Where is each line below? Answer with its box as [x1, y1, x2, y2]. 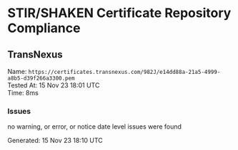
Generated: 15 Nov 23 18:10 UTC [7, 136, 103, 145]
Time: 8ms [7, 89, 39, 97]
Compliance [7, 20, 81, 36]
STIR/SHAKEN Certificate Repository [7, 5, 232, 21]
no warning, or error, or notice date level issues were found [7, 122, 182, 131]
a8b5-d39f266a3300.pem [7, 75, 75, 82]
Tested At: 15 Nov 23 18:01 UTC [7, 81, 100, 90]
